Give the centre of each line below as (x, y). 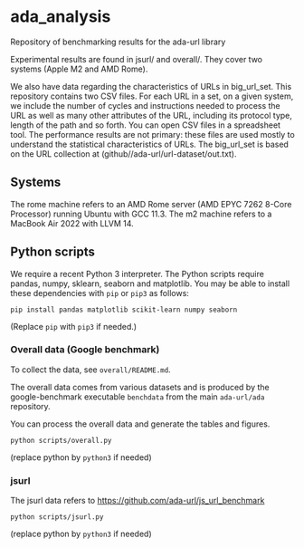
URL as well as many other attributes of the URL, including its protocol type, (152, 115)
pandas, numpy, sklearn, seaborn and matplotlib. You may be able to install (150, 284)
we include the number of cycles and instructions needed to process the (146, 105)
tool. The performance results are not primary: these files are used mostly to (152, 134)
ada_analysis (61, 17)
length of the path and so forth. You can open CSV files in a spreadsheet (146, 125)
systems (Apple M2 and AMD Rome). (79, 69)
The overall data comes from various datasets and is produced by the (140, 387)
